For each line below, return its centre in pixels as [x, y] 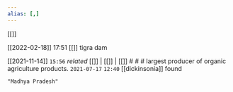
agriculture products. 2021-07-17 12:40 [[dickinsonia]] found [95, 68]
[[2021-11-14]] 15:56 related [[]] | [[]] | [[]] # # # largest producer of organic [117, 61]
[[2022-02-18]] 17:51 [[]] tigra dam [57, 47]
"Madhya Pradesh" [33, 81]
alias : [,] [23, 14]
